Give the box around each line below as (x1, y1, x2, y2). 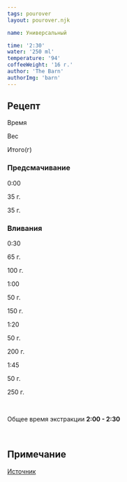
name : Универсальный (7, 29, 68, 36)
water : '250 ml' (7, 48, 54, 56)
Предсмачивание (7, 163, 71, 173)
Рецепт (7, 100, 40, 112)
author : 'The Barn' (7, 68, 64, 75)
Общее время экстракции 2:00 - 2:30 (7, 415, 121, 423)
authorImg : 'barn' (7, 74, 61, 81)
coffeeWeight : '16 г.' (7, 61, 73, 68)
